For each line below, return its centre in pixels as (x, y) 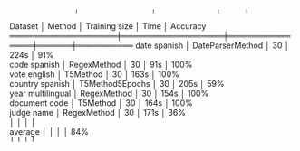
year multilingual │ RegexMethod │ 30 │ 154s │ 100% (109, 93)
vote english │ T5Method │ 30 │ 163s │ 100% (94, 74)
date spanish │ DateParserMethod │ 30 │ (213, 45)
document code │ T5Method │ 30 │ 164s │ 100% (101, 103)
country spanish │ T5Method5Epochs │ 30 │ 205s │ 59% (117, 84)
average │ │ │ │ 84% (49, 132)
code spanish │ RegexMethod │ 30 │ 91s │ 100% (101, 65)
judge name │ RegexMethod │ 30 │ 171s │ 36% (97, 113)
